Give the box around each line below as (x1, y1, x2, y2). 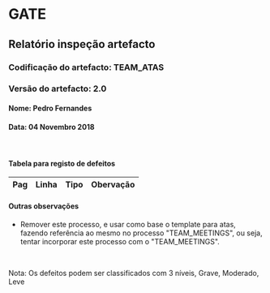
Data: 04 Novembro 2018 (8, 122, 95, 131)
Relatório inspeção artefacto (8, 37, 156, 51)
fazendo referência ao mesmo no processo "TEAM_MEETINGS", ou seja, (19, 228, 263, 238)
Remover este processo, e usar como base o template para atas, (19, 219, 237, 229)
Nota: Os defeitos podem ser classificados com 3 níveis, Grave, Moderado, (8, 268, 259, 278)
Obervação (91, 179, 135, 191)
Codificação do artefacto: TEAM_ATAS (8, 62, 165, 73)
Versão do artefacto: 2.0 (8, 83, 107, 94)
